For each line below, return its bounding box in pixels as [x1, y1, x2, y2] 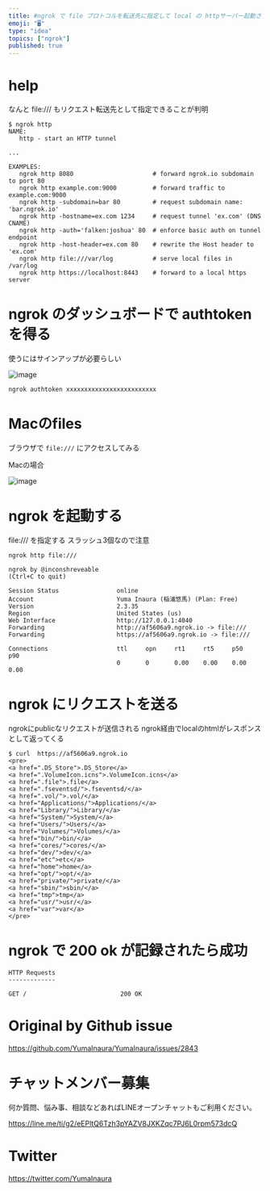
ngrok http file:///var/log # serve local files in [19, 255, 232, 263]
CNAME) [8, 220, 31, 228]
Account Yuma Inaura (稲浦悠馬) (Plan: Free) [8, 595, 239, 603]
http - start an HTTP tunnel [19, 135, 117, 143]
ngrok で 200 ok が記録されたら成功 [8, 941, 248, 959]
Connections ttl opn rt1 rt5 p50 [8, 644, 243, 652]
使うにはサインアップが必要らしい [8, 354, 122, 363]
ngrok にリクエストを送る [8, 695, 179, 714]
